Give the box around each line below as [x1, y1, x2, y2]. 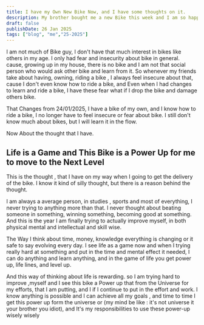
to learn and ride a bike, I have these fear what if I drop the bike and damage [6, 87, 197, 94]
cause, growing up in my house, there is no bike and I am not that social [6, 61, 186, 69]
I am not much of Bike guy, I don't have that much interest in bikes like [6, 48, 182, 55]
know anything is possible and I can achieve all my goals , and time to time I [6, 292, 196, 299]
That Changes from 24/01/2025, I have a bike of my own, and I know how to [6, 105, 196, 112]
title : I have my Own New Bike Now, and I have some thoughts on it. [6, 9, 186, 15]
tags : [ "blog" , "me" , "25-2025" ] [6, 32, 88, 38]
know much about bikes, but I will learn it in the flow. [6, 118, 138, 125]
